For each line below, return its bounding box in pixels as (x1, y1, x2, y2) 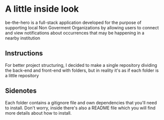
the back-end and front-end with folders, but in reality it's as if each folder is (5, 67, 159, 73)
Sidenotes (5, 87, 37, 95)
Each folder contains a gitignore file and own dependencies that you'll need (5, 100, 157, 105)
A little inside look (5, 3, 79, 15)
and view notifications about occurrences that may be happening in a (5, 30, 145, 36)
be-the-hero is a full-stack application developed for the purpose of (5, 20, 142, 25)
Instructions (5, 49, 43, 58)
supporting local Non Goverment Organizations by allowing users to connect (5, 24, 159, 30)
